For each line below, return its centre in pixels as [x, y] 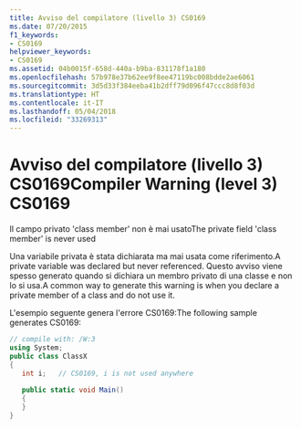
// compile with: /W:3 [52, 340]
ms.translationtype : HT [55, 94]
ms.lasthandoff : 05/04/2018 [63, 111]
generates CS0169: [46, 323]
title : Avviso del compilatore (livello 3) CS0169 [108, 18]
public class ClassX [49, 356]
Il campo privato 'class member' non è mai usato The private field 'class [143, 229]
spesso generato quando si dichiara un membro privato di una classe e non [151, 276]
